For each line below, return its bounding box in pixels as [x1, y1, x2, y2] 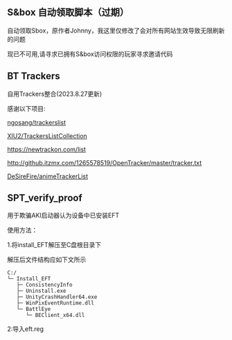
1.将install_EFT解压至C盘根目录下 [7, 241, 102, 249]
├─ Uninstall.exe [16, 287, 67, 295]
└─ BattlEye [16, 306, 51, 313]
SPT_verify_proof [7, 192, 83, 204]
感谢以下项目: [7, 104, 46, 112]
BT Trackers [7, 70, 60, 82]
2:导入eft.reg [7, 325, 44, 333]
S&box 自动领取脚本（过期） [7, 6, 130, 19]
